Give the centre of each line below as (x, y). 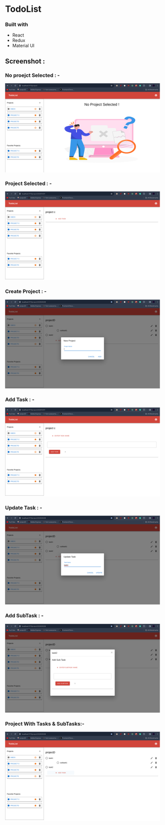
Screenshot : (25, 61)
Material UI (23, 46)
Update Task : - (24, 507)
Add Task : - (20, 399)
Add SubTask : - (25, 616)
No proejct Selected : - (32, 75)
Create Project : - (26, 291)
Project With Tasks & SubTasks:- (45, 724)
